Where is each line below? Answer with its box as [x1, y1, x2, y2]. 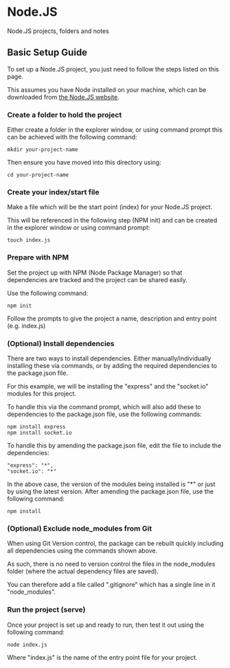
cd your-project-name [7, 172, 69, 178]
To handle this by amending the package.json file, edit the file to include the [7, 441, 222, 450]
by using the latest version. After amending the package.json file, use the [7, 487, 214, 495]
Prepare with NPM [7, 253, 69, 262]
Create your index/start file [7, 187, 100, 196]
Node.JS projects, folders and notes [7, 27, 110, 35]
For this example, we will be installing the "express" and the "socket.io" [7, 382, 209, 390]
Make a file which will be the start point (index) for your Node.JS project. [7, 203, 213, 211]
